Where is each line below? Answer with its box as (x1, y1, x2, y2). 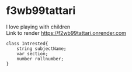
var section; (16, 51, 48, 56)
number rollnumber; (16, 56, 64, 62)
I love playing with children (6, 23, 71, 30)
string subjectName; (16, 45, 67, 52)
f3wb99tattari (6, 4, 76, 17)
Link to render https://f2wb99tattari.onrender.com (6, 29, 127, 36)
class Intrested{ (6, 41, 48, 46)
